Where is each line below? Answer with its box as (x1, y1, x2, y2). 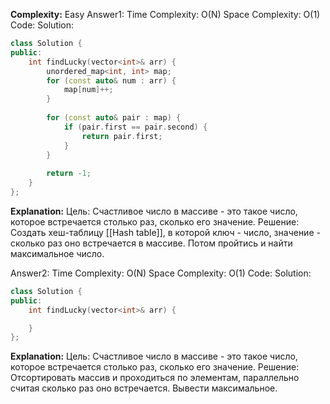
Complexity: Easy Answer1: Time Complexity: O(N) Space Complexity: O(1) (10, 9, 321, 20)
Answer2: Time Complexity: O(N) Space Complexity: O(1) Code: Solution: (10, 267, 312, 279)
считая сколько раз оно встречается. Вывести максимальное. (10, 382, 278, 394)
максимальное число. (10, 247, 105, 259)
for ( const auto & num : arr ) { (46, 75, 177, 86)
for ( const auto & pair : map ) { (46, 113, 182, 123)
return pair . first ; (81, 131, 163, 141)
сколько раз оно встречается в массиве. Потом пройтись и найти (10, 237, 293, 249)
